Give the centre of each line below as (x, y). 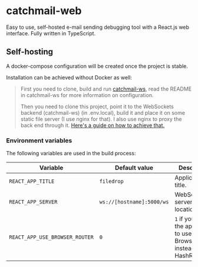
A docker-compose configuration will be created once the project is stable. (97, 66)
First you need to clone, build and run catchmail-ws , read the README (106, 89)
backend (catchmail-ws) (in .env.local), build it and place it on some (103, 112)
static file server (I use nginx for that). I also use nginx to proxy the (101, 119)
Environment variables (39, 141)
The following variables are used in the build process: (71, 153)
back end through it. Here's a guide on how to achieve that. (93, 125)
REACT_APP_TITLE (32, 181)
